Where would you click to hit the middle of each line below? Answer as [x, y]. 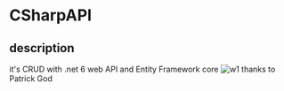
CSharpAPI [50, 15]
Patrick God [31, 79]
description [42, 48]
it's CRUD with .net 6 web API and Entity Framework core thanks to [142, 69]
